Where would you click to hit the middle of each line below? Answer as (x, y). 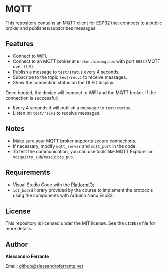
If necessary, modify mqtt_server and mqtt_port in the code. (74, 146)
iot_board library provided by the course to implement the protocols (83, 190)
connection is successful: (32, 98)
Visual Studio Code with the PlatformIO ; (53, 185)
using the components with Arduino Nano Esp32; (63, 195)
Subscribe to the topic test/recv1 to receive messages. (70, 77)
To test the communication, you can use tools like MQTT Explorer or (82, 151)
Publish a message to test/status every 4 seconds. (66, 72)
